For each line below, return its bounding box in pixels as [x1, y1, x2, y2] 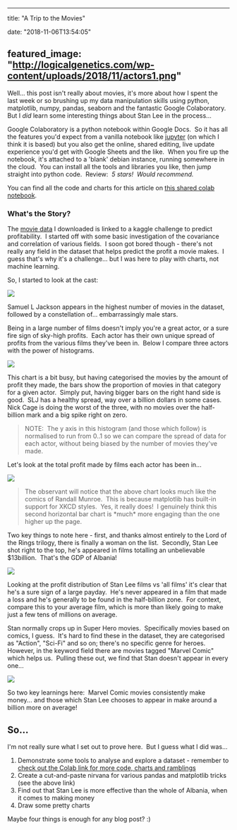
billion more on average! [7, 703, 78, 712]
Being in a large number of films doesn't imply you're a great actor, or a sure [7, 324, 229, 332]
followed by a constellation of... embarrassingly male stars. [7, 310, 178, 319]
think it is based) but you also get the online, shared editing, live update [7, 140, 215, 148]
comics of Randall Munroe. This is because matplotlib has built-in [24, 495, 217, 504]
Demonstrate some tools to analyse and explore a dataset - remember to [17, 756, 229, 764]
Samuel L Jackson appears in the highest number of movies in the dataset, [7, 303, 225, 311]
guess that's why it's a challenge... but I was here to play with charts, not [7, 255, 219, 263]
